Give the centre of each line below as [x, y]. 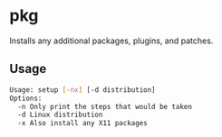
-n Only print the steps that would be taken [105, 106]
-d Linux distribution [60, 115]
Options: [26, 98]
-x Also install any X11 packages [82, 123]
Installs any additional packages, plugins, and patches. [111, 41]
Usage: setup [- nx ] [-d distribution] [82, 90]
